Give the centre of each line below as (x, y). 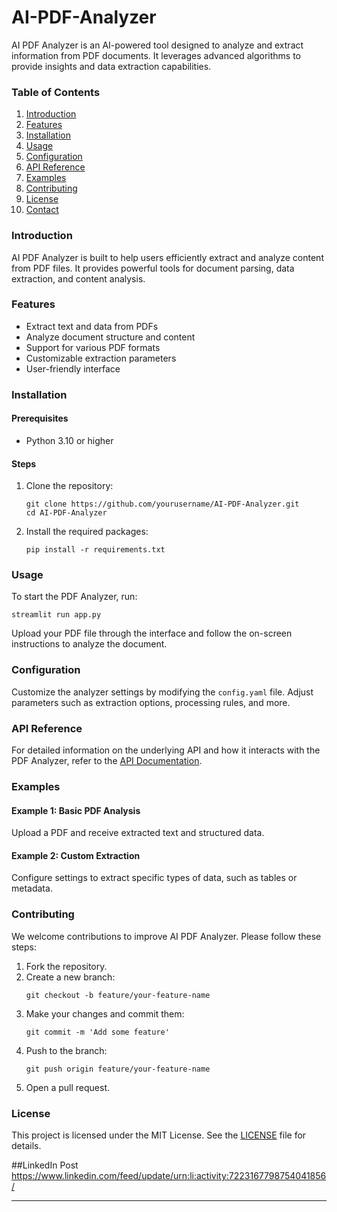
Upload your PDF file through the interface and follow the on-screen (152, 633)
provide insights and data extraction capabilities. (111, 66)
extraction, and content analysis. (78, 278)
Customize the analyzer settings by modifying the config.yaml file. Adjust (162, 692)
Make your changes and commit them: (105, 1013)
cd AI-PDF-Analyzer (66, 513)
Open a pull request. (68, 1087)
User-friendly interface (73, 368)
